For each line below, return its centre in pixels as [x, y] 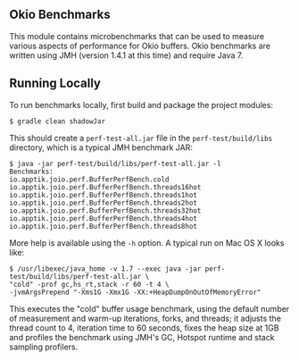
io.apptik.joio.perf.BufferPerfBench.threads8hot [104, 226]
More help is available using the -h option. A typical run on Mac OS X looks [147, 243]
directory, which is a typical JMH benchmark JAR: [101, 147]
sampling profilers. [44, 347]
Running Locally [55, 84]
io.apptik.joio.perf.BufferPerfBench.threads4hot [104, 218]
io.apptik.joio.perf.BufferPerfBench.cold [89, 179]
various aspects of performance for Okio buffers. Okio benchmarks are [140, 46]
